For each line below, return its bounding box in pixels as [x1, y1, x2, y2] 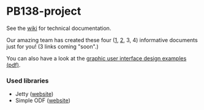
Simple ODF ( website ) [15, 97, 70, 105]
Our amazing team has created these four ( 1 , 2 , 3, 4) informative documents [6, 36, 198, 43]
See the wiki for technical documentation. [6, 24, 111, 32]
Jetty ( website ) [15, 90, 54, 98]
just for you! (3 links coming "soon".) [6, 43, 99, 50]
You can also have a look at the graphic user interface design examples [6, 54, 187, 62]
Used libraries [6, 76, 49, 85]
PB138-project [6, 4, 81, 18]
